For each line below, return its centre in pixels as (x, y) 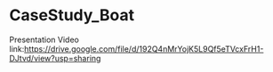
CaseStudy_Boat (72, 15)
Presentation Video (44, 40)
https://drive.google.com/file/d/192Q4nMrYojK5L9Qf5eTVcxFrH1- (144, 48)
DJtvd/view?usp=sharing (55, 58)
